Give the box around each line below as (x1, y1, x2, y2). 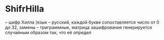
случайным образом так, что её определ (5, 29, 92, 35)
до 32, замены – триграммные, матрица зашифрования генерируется (5, 24, 152, 30)
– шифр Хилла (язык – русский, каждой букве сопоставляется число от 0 (5, 19, 160, 25)
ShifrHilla (5, 3, 44, 14)
